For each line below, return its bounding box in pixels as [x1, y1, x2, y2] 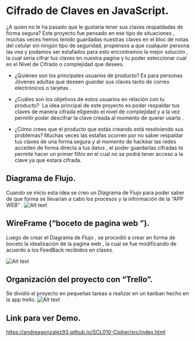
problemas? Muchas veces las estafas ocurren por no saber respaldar [14, 131, 183, 138]
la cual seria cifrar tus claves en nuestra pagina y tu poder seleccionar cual [6, 54, 187, 61]
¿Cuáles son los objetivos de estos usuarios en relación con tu [14, 95, 165, 103]
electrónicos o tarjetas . [14, 84, 72, 91]
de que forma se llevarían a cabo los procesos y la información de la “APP [6, 195, 184, 202]
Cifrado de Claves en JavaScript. [6, 4, 169, 18]
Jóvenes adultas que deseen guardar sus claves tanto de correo [14, 78, 170, 85]
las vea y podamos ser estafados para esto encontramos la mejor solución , [6, 48, 189, 55]
